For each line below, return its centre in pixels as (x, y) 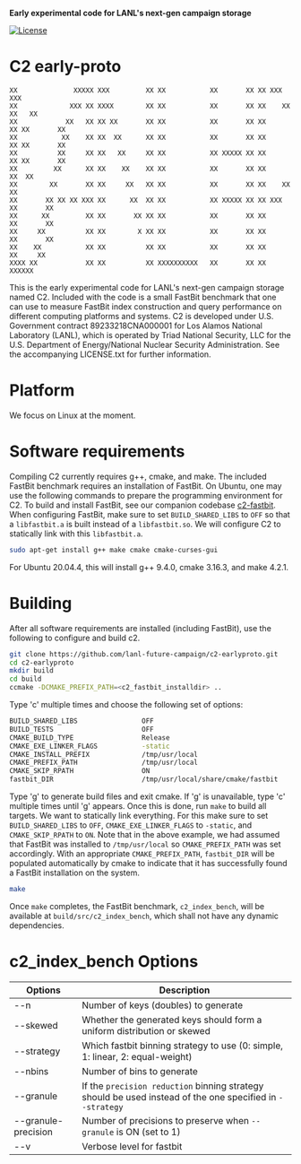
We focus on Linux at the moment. (73, 415)
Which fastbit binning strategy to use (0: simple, (183, 1046)
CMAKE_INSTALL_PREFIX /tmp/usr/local (104, 754)
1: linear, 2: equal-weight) (137, 1056)
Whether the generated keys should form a (172, 1020)
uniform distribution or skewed (146, 1030)
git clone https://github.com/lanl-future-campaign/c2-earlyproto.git (144, 654)
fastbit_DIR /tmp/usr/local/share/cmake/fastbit (144, 779)
